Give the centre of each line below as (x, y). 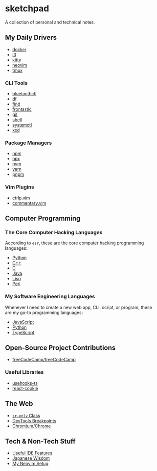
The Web (19, 404)
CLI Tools (16, 83)
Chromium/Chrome (32, 426)
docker (19, 49)
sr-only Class (26, 416)
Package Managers (29, 143)
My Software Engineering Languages (50, 296)
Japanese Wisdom (31, 458)
